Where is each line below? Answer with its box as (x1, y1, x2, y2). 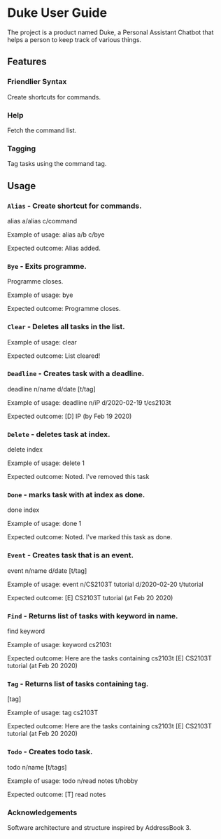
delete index (7, 445, 43, 454)
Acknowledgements (7, 807, 78, 817)
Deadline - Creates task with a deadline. (7, 369, 145, 379)
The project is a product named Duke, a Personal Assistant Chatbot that (7, 28, 214, 36)
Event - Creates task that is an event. (7, 550, 134, 560)
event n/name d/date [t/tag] (7, 566, 87, 575)
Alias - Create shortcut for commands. (7, 201, 142, 211)
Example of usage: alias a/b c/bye (7, 230, 105, 239)
